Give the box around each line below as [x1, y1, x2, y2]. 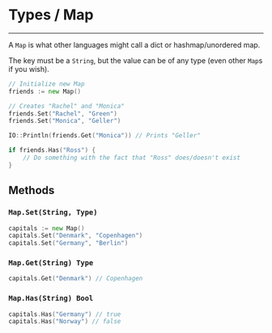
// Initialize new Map [8, 79, 85, 88]
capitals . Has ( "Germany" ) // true [8, 310, 121, 318]
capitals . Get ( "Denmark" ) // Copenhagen [8, 275, 143, 283]
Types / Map [8, 6, 94, 24]
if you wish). [8, 64, 50, 74]
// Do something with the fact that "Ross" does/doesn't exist [23, 154, 241, 162]
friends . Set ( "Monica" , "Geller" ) [8, 117, 121, 125]
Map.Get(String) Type [8, 259, 94, 268]
